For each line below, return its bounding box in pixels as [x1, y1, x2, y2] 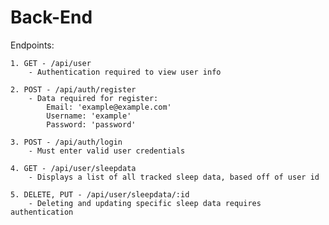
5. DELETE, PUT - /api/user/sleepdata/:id [10, 189, 190, 200]
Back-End [10, 6, 93, 29]
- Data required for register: [28, 93, 159, 103]
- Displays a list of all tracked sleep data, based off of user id [28, 172, 320, 182]
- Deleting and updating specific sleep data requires [28, 198, 262, 208]
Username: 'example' [46, 111, 132, 121]
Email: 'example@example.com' [46, 102, 172, 112]
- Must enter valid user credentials [28, 146, 186, 156]
